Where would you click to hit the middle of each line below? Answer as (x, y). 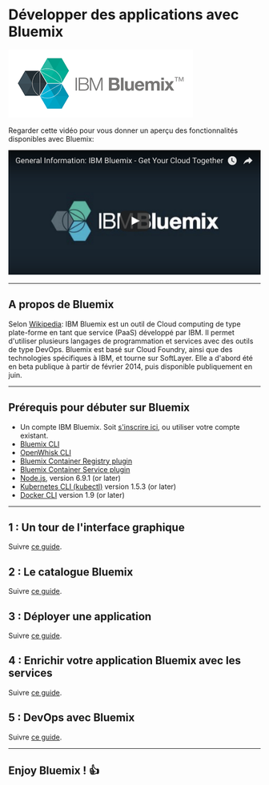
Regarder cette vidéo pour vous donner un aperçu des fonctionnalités (123, 130)
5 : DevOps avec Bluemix (72, 718)
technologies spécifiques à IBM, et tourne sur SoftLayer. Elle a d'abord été (131, 358)
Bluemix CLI (40, 444)
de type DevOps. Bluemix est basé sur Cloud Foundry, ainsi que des (120, 349)
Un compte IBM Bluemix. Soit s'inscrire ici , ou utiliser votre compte (130, 427)
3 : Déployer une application (80, 617)
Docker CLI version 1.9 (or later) (72, 495)
